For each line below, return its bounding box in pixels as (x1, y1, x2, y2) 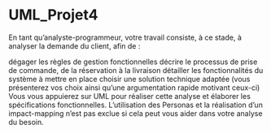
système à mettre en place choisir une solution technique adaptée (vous (8, 74, 251, 84)
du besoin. (8, 117, 45, 127)
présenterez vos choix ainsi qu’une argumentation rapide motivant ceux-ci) (8, 83, 260, 92)
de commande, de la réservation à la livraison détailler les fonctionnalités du (8, 65, 264, 75)
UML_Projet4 (8, 6, 98, 24)
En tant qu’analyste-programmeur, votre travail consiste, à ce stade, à (8, 32, 243, 42)
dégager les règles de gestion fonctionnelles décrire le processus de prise (8, 57, 258, 66)
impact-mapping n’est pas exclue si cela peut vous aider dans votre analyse (8, 108, 263, 118)
